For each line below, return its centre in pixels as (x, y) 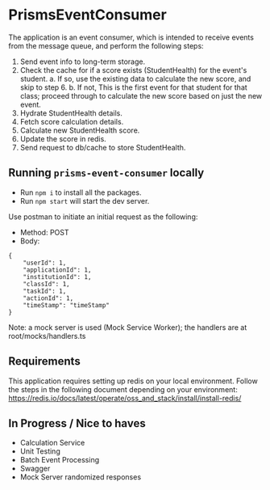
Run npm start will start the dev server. (85, 201)
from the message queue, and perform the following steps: (106, 45)
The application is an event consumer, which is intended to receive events (131, 37)
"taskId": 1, (45, 291)
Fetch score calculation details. (72, 121)
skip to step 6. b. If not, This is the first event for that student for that (133, 87)
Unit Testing (40, 451)
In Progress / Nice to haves (77, 423)
